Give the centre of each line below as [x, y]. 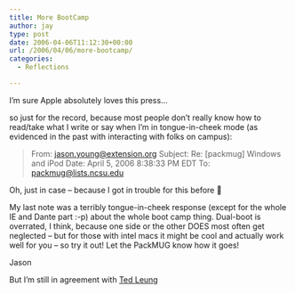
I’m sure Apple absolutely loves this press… [88, 100]
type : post [29, 34]
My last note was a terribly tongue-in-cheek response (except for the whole [148, 207]
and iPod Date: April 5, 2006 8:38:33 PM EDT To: [120, 163]
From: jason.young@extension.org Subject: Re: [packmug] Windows [156, 153]
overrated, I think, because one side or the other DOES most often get [137, 226]
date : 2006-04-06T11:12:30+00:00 [71, 42]
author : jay [31, 26]
